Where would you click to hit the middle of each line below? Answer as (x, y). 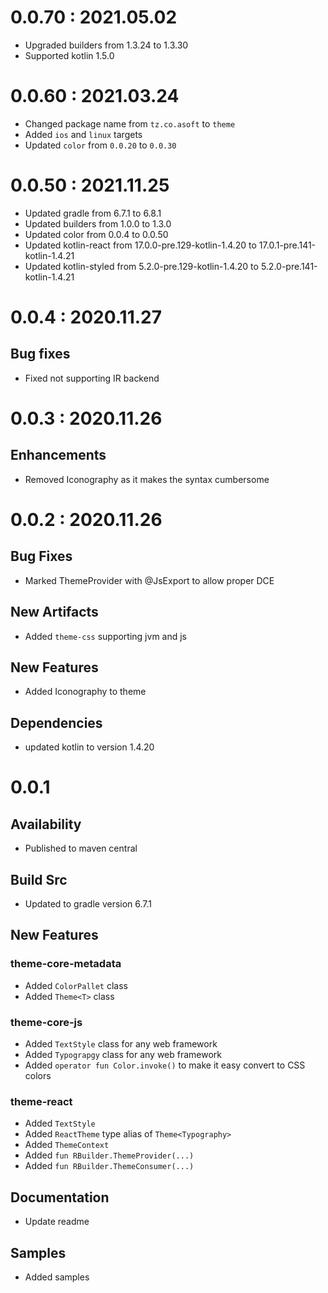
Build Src (39, 879)
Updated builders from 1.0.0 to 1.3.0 (98, 223)
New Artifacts (54, 612)
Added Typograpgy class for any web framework (123, 1055)
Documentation (60, 1197)
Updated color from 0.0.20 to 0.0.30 (100, 145)
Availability (46, 824)
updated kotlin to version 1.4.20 (89, 747)
